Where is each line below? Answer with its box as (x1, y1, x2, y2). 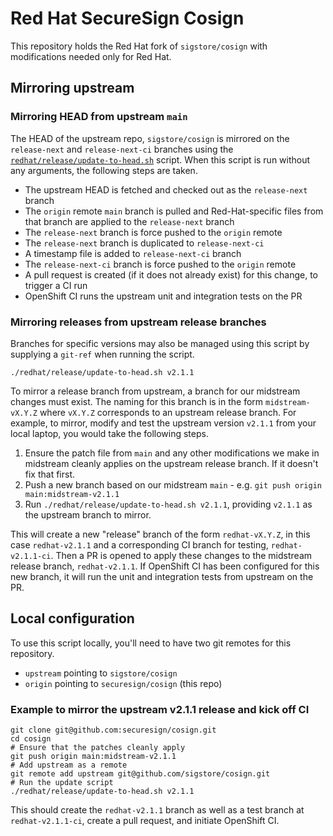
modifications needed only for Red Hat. (10, 50, 172, 62)
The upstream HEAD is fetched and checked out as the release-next (24, 183, 308, 196)
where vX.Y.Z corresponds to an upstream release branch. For (39, 406, 297, 418)
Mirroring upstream (10, 80, 135, 97)
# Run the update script (10, 778, 114, 788)
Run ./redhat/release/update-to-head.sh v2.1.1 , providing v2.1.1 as (24, 498, 313, 510)
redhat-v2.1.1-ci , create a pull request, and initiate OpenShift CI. (10, 815, 280, 827)
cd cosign (10, 734, 52, 744)
